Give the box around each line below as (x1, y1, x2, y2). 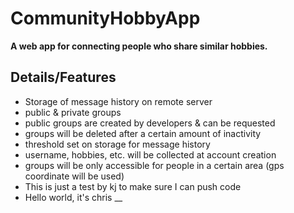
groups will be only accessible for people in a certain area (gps (24, 159, 285, 171)
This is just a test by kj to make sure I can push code (24, 180, 242, 192)
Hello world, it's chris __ (24, 191, 123, 203)
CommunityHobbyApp (10, 7, 201, 30)
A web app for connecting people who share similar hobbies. (10, 40, 268, 52)
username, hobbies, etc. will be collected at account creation (24, 148, 277, 161)
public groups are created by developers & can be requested (24, 117, 276, 129)
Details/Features (10, 69, 117, 86)
